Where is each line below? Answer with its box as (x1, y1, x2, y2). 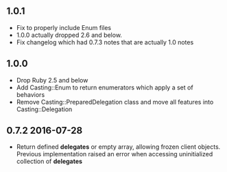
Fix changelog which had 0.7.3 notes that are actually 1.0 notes (16, 38, 194, 46)
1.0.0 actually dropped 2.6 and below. (16, 31, 123, 39)
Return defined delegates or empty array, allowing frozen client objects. (16, 143, 221, 151)
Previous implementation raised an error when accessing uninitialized (16, 150, 213, 158)
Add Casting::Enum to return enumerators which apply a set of (16, 83, 193, 91)
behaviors (16, 90, 45, 98)
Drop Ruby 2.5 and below (16, 76, 88, 84)
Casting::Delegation (16, 105, 73, 113)
